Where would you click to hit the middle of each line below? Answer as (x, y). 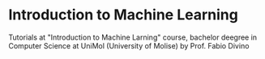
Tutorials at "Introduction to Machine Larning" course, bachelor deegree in (133, 37)
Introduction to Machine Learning (124, 15)
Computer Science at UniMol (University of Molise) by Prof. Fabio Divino (129, 45)
